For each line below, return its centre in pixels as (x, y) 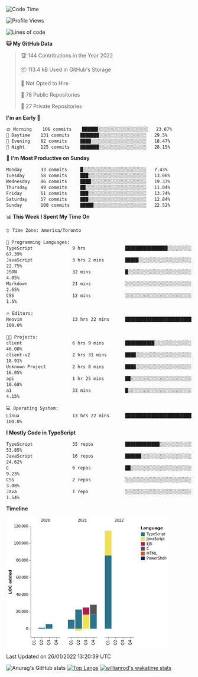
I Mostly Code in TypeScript (41, 432)
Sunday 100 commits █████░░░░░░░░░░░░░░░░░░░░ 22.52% (88, 205)
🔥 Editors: (20, 314)
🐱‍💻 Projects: (22, 337)
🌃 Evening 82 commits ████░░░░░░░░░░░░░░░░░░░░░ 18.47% (88, 141)
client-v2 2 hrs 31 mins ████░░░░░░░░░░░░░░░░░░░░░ (99, 355)
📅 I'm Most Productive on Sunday (48, 158)
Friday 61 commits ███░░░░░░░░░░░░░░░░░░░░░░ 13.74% (88, 193)
